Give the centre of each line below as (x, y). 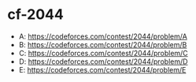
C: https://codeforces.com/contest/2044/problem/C (103, 53)
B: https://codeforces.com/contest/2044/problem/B (103, 44)
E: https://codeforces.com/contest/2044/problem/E (102, 69)
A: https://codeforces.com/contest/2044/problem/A (103, 36)
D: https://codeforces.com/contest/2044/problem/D (103, 61)
